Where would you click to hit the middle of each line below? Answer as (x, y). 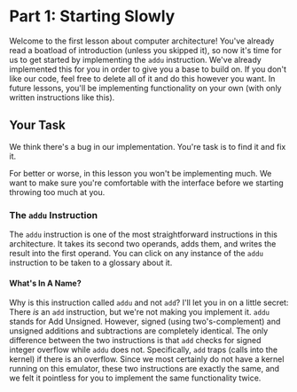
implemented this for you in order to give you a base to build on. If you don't (148, 69)
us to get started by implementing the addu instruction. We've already (135, 59)
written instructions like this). (62, 97)
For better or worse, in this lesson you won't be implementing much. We (141, 173)
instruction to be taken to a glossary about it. (91, 263)
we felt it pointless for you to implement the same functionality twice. (135, 378)
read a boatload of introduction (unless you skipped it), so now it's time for (145, 50)
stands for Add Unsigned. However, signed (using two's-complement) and (145, 322)
